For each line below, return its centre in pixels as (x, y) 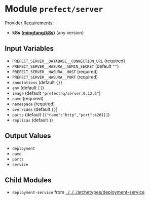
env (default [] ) (28, 88)
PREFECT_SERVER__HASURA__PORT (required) (55, 77)
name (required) (28, 98)
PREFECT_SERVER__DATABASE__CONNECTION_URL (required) (68, 61)
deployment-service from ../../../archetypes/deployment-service (78, 192)
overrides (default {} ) (35, 109)
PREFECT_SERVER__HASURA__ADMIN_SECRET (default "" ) (65, 66)
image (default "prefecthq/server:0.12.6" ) (56, 93)
